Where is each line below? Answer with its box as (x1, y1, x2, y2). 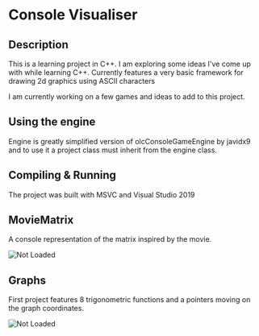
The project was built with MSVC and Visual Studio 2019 (8, 189, 195, 199)
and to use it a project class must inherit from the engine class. (8, 145, 218, 155)
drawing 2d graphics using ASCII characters (8, 77, 156, 85)
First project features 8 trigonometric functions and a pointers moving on (8, 295, 251, 305)
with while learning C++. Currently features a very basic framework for (8, 68, 244, 77)
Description (8, 38, 69, 52)
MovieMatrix (8, 214, 74, 227)
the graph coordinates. (8, 304, 85, 313)
